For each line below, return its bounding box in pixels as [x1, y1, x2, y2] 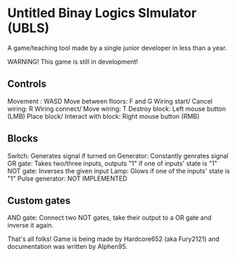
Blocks [7, 133, 38, 145]
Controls [7, 78, 47, 90]
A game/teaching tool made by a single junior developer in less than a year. [7, 43, 227, 52]
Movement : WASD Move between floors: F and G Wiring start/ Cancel [7, 97, 213, 105]
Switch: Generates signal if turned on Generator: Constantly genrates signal [7, 151, 228, 160]
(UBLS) [7, 20, 50, 36]
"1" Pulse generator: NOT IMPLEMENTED [7, 174, 128, 183]
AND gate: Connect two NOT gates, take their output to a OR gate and [7, 213, 211, 222]
